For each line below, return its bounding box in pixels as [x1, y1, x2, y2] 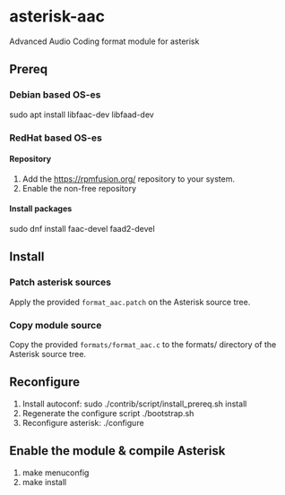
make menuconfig [22, 467, 90, 478]
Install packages [9, 203, 73, 214]
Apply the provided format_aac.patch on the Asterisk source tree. [9, 296, 251, 307]
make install [22, 476, 67, 487]
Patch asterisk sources [9, 276, 112, 288]
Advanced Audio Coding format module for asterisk [9, 36, 200, 47]
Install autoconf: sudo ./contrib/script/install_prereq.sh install [22, 398, 247, 409]
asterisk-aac [9, 6, 106, 27]
